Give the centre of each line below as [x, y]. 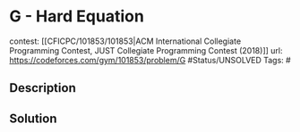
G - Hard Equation [77, 16]
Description [43, 88]
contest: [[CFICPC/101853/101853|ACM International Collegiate [125, 41]
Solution [33, 118]
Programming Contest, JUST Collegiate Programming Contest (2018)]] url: [146, 50]
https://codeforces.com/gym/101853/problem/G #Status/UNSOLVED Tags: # [150, 60]
